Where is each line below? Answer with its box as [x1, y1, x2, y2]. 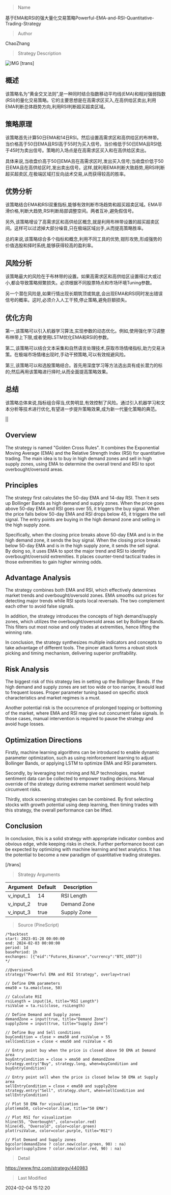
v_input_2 [8, 900, 31, 908]
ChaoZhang [5, 40, 30, 46]
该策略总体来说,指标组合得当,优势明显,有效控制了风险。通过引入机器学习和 [5, 399, 161, 405]
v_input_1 [8, 892, 31, 899]
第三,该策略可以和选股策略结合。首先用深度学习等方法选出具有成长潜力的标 [5, 362, 163, 369]
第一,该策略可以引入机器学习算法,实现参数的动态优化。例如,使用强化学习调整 [5, 328, 165, 334]
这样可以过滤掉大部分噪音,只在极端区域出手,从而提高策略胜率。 [14, 225, 147, 231]
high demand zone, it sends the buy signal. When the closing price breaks [5, 537, 161, 543]
